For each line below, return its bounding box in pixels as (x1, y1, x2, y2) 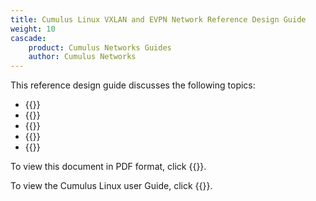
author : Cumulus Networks (28, 52, 137, 62)
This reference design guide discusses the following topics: (10, 79, 256, 91)
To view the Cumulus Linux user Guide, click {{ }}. (10, 180, 213, 192)
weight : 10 (10, 24, 56, 34)
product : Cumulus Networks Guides (28, 42, 172, 53)
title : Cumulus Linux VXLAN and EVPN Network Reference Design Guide (10, 14, 307, 25)
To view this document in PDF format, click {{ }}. (10, 161, 207, 173)
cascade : (10, 33, 47, 43)
